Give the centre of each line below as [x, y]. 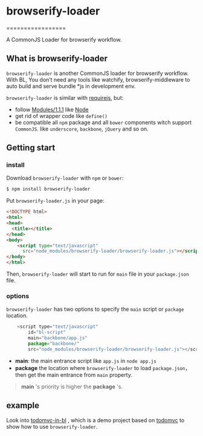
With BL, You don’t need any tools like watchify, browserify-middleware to [98, 79]
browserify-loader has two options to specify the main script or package [95, 309]
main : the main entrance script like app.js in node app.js [86, 360]
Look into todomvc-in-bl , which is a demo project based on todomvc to [95, 420]
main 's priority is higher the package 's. [72, 386]
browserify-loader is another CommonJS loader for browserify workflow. [98, 73]
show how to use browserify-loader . [52, 426]
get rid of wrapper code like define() [61, 116]
